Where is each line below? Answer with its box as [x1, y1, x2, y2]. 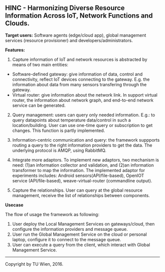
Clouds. [5, 19, 30, 27]
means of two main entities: [12, 61, 69, 68]
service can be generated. [12, 102, 66, 108]
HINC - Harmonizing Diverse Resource [5, 4, 125, 12]
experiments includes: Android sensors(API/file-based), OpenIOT [12, 173, 144, 178]
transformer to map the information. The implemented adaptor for [12, 167, 145, 173]
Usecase [5, 202, 24, 208]
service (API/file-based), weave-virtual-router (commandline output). [12, 177, 152, 183]
